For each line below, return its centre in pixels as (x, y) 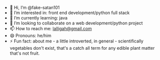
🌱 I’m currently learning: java (38, 18)
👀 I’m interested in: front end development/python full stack (69, 13)
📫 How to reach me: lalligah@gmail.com (51, 29)
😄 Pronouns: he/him (30, 36)
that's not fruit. (25, 53)
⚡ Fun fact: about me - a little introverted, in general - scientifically (76, 41)
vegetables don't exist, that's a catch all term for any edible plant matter (82, 48)
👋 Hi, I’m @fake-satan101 (35, 8)
